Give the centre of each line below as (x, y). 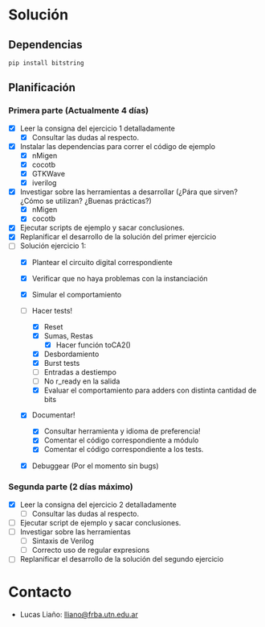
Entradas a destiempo (80, 372)
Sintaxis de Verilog (63, 541)
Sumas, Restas (69, 335)
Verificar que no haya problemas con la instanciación (120, 278)
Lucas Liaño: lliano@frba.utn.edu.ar (79, 615)
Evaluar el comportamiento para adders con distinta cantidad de (150, 390)
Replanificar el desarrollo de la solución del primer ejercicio (118, 237)
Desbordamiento (71, 354)
